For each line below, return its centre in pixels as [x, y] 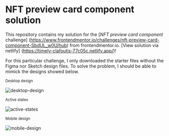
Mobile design [18, 119]
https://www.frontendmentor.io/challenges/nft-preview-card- [95, 40]
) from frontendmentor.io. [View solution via [112, 45]
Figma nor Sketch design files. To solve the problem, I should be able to [81, 66]
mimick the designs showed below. [42, 71]
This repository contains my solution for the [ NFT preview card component [84, 34]
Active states [17, 100]
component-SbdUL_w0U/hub [36, 45]
